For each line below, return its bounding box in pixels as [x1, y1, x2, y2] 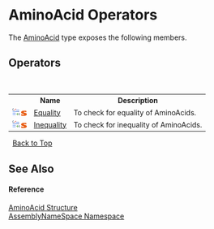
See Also [8, 162, 54, 175]
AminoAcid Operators [8, 6, 158, 24]
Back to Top [11, 138, 53, 148]
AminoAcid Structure [8, 202, 79, 212]
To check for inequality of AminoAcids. [73, 119, 203, 129]
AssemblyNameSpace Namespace [8, 211, 125, 221]
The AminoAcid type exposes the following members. [8, 32, 188, 42]
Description [117, 96, 158, 106]
